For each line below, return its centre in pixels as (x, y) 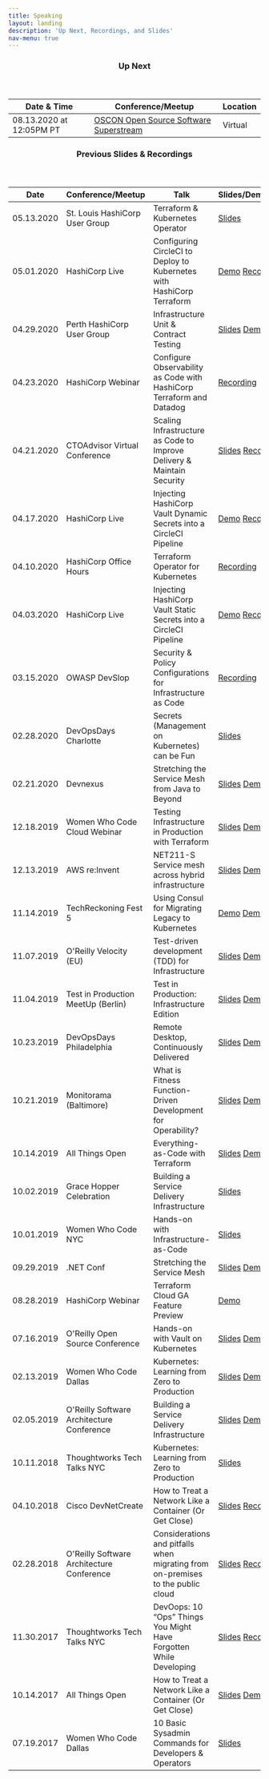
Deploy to (171, 261)
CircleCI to (173, 252)
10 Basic (170, 1723)
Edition (166, 1014)
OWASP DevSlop (98, 678)
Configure (172, 357)
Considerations (182, 1534)
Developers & (179, 1753)
